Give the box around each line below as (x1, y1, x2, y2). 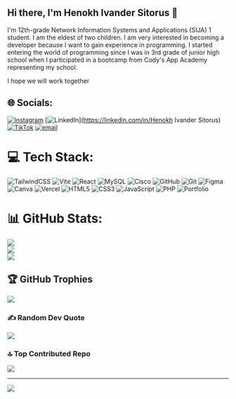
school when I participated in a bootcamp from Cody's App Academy (7, 55, 208, 64)
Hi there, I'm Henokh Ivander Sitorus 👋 (7, 7, 178, 19)
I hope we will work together (7, 77, 90, 85)
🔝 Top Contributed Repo (7, 348, 91, 358)
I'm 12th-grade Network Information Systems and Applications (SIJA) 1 (7, 25, 212, 34)
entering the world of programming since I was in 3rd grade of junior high (7, 48, 220, 56)
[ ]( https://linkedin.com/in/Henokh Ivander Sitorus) (44, 115, 221, 124)
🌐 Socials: (7, 97, 53, 109)
